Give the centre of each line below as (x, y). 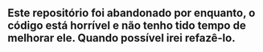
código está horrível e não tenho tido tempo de (127, 26)
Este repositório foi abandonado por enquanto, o (131, 13)
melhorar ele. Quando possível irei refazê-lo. (121, 38)
